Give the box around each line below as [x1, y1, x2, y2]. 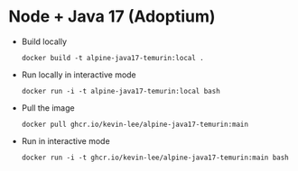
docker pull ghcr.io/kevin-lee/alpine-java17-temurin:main [21, 120, 249, 129]
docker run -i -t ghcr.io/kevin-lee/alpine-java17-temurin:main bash [21, 153, 290, 162]
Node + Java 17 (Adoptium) [8, 6, 216, 27]
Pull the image [21, 102, 75, 113]
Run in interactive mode [21, 135, 110, 146]
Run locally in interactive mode [21, 69, 136, 80]
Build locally [21, 36, 68, 47]
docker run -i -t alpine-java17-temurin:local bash [21, 86, 220, 95]
